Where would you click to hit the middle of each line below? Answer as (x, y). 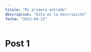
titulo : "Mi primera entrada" (36, 10)
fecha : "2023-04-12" (26, 19)
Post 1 (17, 43)
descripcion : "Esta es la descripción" (46, 14)
